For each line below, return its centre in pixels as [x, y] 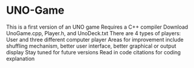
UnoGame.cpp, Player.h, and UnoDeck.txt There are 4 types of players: [94, 33]
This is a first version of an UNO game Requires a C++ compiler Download [97, 27]
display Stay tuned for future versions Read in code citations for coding [93, 52]
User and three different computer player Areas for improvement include [95, 39]
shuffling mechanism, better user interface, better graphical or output [91, 46]
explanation [21, 58]
